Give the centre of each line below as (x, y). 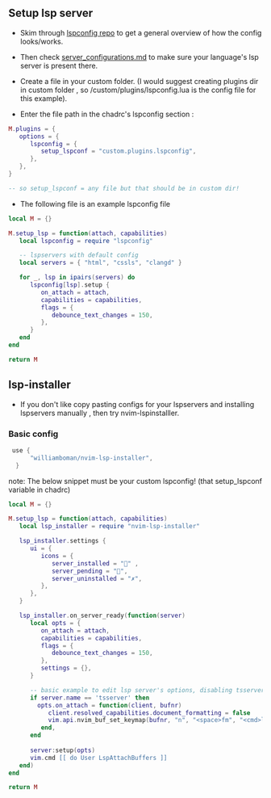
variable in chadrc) (40, 489)
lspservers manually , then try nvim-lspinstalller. (100, 413)
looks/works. (42, 41)
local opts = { (55, 623)
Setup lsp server (51, 13)
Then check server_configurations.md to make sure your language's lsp (140, 57)
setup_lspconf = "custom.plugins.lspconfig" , (119, 151)
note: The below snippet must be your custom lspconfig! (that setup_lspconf (135, 481)
